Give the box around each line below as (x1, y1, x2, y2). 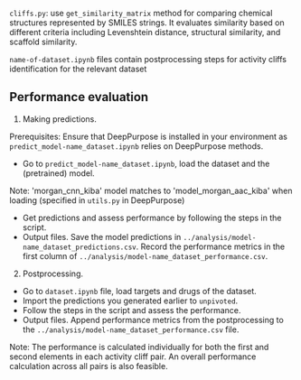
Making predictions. (22, 113, 97, 125)
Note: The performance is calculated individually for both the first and (9, 341, 269, 352)
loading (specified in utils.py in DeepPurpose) (9, 194, 185, 206)
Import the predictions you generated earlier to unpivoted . (22, 295, 239, 306)
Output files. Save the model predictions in (22, 231, 182, 242)
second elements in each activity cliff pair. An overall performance (9, 351, 257, 362)
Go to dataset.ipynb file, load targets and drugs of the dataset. (22, 285, 258, 296)
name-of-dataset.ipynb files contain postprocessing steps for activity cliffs (9, 54, 287, 64)
